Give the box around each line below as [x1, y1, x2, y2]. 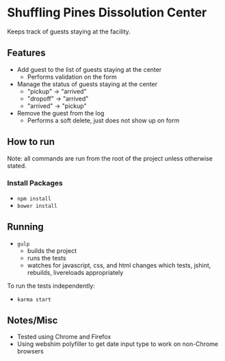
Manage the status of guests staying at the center [16, 80, 158, 88]
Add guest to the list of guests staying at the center [16, 65, 162, 73]
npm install [16, 195, 51, 202]
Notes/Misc [7, 315, 58, 326]
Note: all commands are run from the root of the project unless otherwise [7, 154, 213, 162]
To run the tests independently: [7, 282, 96, 290]
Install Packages [7, 178, 63, 188]
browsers [16, 347, 44, 356]
